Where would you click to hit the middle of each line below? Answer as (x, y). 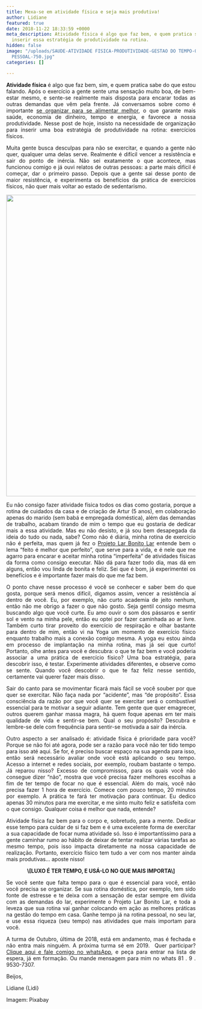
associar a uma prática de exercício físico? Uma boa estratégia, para (101, 657)
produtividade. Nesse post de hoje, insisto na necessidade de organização (101, 123)
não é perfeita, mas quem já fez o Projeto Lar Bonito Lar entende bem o (101, 543)
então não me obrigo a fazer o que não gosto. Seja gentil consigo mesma (101, 606)
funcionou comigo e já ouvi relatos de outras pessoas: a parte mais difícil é (101, 167)
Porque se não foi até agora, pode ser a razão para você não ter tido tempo (101, 745)
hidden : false (24, 46)
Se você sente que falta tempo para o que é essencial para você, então (101, 882)
